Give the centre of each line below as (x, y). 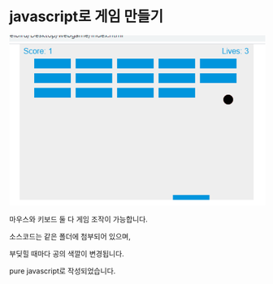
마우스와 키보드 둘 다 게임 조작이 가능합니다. (79, 219)
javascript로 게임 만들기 (87, 17)
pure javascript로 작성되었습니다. (63, 271)
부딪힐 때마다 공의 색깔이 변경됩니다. (67, 253)
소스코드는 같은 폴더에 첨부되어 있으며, (70, 236)
